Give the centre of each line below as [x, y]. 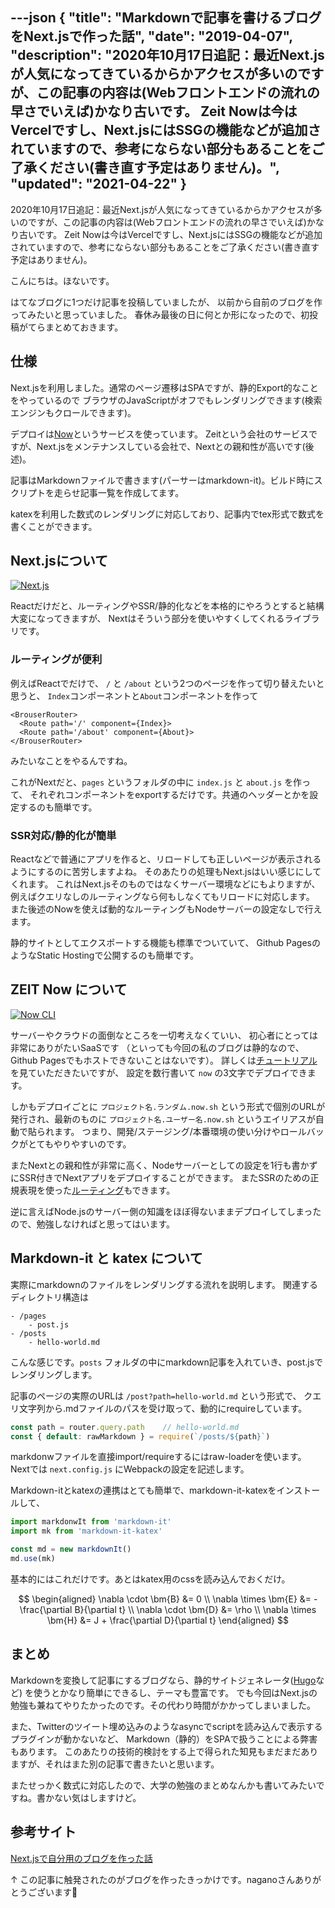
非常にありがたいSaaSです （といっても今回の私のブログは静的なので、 [157, 1047]
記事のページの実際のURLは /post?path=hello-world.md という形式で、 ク [161, 1395]
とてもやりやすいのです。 [79, 1144]
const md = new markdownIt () [71, 1549]
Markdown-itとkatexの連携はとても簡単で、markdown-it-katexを [143, 1490]
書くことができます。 [54, 526]
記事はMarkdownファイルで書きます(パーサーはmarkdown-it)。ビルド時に [162, 480]
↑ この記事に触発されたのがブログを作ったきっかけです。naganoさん [152, 1879]
